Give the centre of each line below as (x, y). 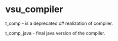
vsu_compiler (34, 9)
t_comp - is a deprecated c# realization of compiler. (59, 23)
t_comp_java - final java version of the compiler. (55, 33)
